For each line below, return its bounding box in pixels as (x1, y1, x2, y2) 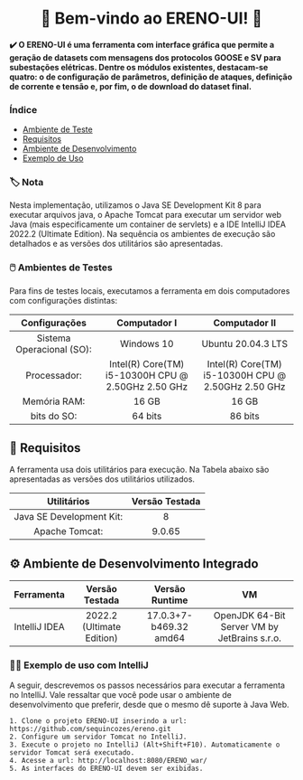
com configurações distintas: (9, 295, 118, 305)
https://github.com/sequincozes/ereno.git (9, 724, 171, 733)
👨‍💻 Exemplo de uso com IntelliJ (9, 659, 149, 672)
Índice (9, 103, 38, 116)
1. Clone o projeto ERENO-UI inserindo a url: (9, 716, 188, 726)
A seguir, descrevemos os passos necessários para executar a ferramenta (9, 680, 286, 691)
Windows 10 (120, 337, 174, 350)
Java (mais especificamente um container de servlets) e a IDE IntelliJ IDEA (9, 219, 287, 230)
